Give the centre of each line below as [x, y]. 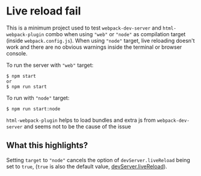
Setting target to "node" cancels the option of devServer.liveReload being [98, 160]
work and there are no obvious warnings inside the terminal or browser [94, 47]
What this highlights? [47, 146]
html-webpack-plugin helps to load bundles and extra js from [81, 120]
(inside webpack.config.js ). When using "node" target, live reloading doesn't [100, 40]
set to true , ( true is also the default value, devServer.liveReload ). [87, 166]
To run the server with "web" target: [50, 65]
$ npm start [21, 76]
